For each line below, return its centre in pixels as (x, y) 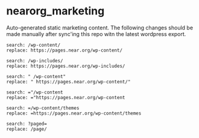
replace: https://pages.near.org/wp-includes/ (66, 66)
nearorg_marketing (55, 11)
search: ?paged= (27, 124)
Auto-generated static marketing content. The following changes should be (100, 28)
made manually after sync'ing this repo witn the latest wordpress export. (96, 34)
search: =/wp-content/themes (43, 108)
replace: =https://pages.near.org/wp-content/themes (74, 113)
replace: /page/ (27, 129)
